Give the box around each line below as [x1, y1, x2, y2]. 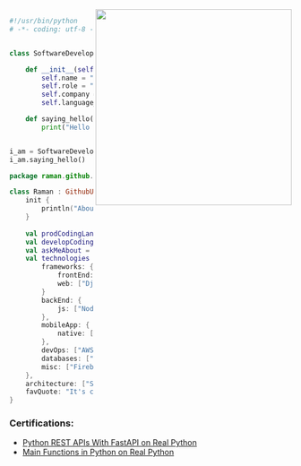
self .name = [41, 73, 87, 82]
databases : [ [41, 354, 90, 363]
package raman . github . [9, 171, 94, 180]
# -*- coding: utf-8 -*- [9, 24, 102, 34]
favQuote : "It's [25, 387, 87, 397]
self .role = [41, 82, 87, 91]
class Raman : [9, 187, 63, 196]
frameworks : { [41, 263, 94, 272]
